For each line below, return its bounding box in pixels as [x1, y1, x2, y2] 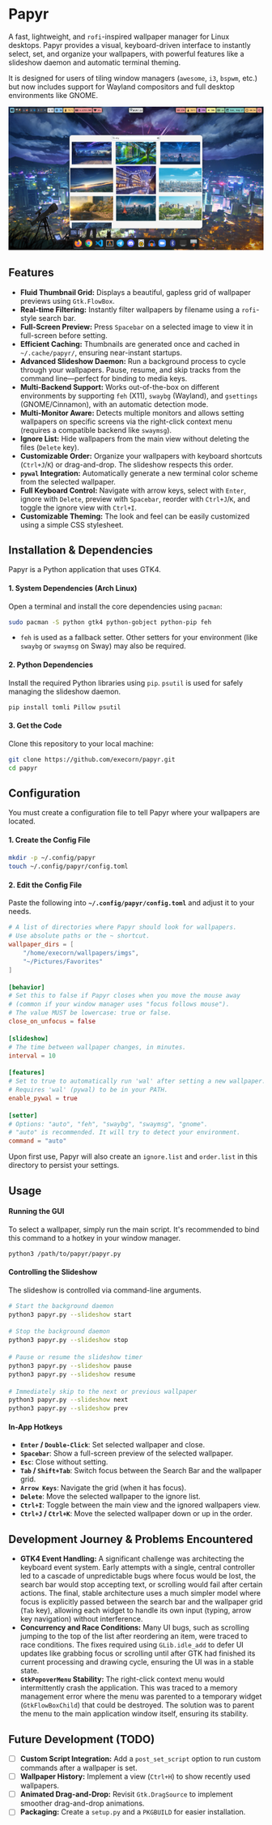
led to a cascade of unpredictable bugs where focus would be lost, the [19, 1571, 257, 1581]
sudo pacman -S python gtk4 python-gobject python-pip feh [8, 618, 212, 626]
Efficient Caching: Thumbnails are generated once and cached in [19, 339, 240, 348]
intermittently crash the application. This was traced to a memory [19, 1683, 238, 1693]
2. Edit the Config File [8, 880, 83, 890]
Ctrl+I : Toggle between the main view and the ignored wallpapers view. [19, 1500, 261, 1510]
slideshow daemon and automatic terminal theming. [8, 58, 181, 67]
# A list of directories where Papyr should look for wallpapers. [8, 923, 237, 932]
